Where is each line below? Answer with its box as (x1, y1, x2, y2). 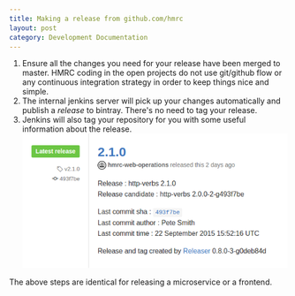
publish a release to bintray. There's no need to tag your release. (21, 105, 258, 116)
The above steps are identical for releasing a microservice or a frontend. (9, 277, 272, 287)
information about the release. (21, 124, 132, 134)
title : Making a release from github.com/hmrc (9, 14, 184, 23)
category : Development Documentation (9, 33, 148, 42)
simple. (21, 87, 49, 97)
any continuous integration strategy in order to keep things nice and (21, 77, 269, 87)
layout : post (9, 23, 57, 33)
